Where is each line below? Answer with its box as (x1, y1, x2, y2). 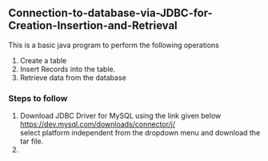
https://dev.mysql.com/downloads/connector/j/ (19, 119, 176, 129)
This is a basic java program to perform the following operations (8, 40, 220, 50)
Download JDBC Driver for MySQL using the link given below (19, 111, 222, 121)
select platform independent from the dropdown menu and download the (19, 128, 261, 138)
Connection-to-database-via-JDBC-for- (8, 6, 214, 20)
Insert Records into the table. (19, 64, 116, 74)
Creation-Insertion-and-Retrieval (8, 19, 178, 33)
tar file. (19, 136, 44, 147)
